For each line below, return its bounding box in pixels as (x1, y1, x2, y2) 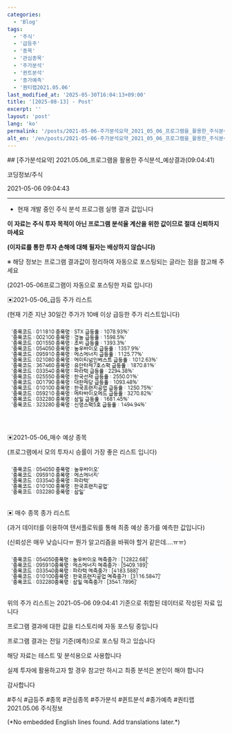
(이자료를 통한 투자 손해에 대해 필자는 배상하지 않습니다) (7, 242, 155, 251)
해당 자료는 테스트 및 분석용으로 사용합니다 (7, 651, 122, 659)
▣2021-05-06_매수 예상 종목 (7, 433, 88, 441)
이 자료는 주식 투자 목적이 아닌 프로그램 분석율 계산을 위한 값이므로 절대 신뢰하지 (7, 219, 220, 228)
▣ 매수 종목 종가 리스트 (7, 508, 70, 517)
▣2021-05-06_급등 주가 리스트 (7, 295, 93, 304)
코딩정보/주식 (7, 170, 43, 179)
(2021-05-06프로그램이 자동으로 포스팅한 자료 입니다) (7, 280, 153, 289)
